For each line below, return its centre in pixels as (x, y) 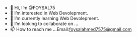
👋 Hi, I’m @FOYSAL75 (32, 8)
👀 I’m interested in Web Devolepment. (49, 13)
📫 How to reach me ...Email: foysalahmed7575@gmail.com (71, 29)
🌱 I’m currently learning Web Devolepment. (54, 18)
